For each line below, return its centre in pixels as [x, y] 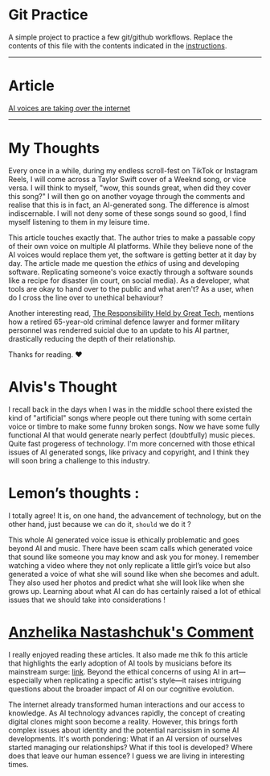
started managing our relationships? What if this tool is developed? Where [131, 747]
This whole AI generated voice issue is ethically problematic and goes [124, 539]
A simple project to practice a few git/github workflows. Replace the [121, 37]
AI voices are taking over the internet [70, 108]
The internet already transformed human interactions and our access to [127, 704]
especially [25, 680]
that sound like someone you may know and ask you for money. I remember [134, 557]
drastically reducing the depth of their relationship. [92, 338]
